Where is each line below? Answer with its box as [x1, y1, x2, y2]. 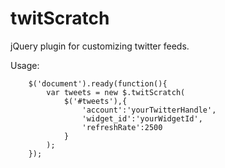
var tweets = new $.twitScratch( [46, 87, 186, 97]
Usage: [10, 59, 40, 71]
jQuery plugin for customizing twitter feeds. [10, 40, 190, 52]
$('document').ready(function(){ [28, 78, 168, 89]
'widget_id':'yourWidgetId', [81, 113, 203, 124]
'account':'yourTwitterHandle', [81, 105, 217, 115]
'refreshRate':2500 [81, 122, 163, 132]
